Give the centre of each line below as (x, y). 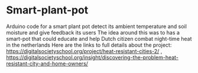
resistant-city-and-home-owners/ (47, 63)
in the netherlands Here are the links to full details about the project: (89, 45)
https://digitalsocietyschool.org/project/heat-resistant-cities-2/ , (84, 51)
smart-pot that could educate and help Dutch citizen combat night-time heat (99, 39)
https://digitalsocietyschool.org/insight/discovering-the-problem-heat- (92, 57)
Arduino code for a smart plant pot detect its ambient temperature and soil (97, 26)
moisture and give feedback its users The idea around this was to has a (93, 32)
